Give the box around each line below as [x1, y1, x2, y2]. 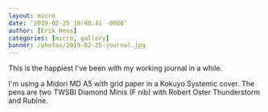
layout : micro [8, 11, 56, 20]
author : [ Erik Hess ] [8, 26, 78, 34]
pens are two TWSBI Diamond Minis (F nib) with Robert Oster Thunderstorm [8, 87, 261, 97]
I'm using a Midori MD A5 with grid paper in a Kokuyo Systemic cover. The [8, 79, 255, 89]
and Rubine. [8, 96, 48, 106]
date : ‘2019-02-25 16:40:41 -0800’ [8, 19, 128, 27]
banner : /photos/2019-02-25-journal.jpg [8, 42, 146, 50]
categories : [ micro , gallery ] [8, 34, 110, 42]
